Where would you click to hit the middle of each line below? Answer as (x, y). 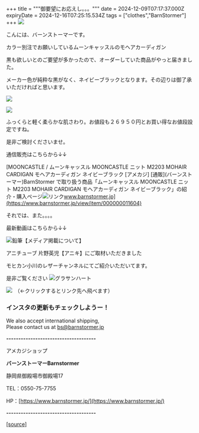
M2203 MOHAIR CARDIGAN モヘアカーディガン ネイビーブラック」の (97, 189)
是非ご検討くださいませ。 (37, 142)
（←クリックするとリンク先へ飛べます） (65, 291)
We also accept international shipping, (53, 321)
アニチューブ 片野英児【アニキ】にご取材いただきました (74, 253)
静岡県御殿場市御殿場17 (35, 376)
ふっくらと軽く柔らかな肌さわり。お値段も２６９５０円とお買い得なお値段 (97, 122)
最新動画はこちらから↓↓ (36, 228)
